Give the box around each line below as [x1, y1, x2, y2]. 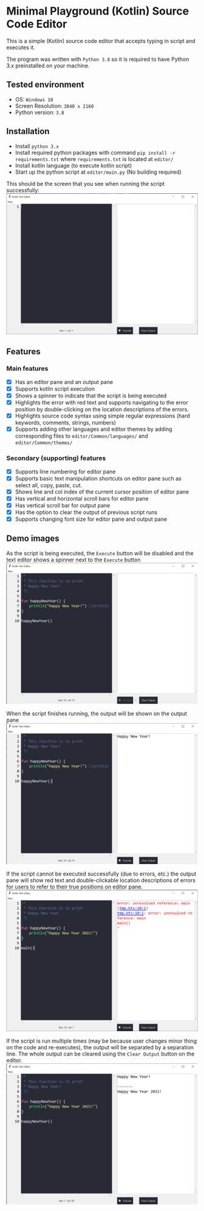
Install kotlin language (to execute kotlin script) [15, 162, 132, 169]
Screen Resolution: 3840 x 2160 [15, 102, 94, 109]
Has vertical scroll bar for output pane [15, 501, 110, 509]
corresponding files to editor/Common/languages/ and [15, 433, 148, 440]
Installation [6, 126, 50, 137]
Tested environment [6, 80, 84, 90]
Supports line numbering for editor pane [15, 468, 116, 475]
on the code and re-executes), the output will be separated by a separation [6, 1043, 194, 1051]
